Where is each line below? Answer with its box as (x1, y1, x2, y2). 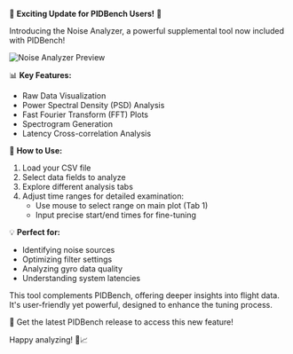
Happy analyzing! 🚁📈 (9, 334, 89, 345)
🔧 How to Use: (9, 146, 63, 155)
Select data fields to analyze (21, 172, 126, 182)
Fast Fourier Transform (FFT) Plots (21, 109, 149, 120)
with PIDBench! (9, 35, 66, 45)
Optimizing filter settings (21, 254, 113, 264)
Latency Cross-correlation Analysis (21, 129, 152, 138)
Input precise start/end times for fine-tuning (35, 209, 197, 220)
